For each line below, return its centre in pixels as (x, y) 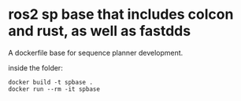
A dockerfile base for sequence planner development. (96, 52)
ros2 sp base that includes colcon (121, 14)
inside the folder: (35, 67)
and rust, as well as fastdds (100, 31)
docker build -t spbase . (50, 82)
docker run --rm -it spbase (54, 89)
